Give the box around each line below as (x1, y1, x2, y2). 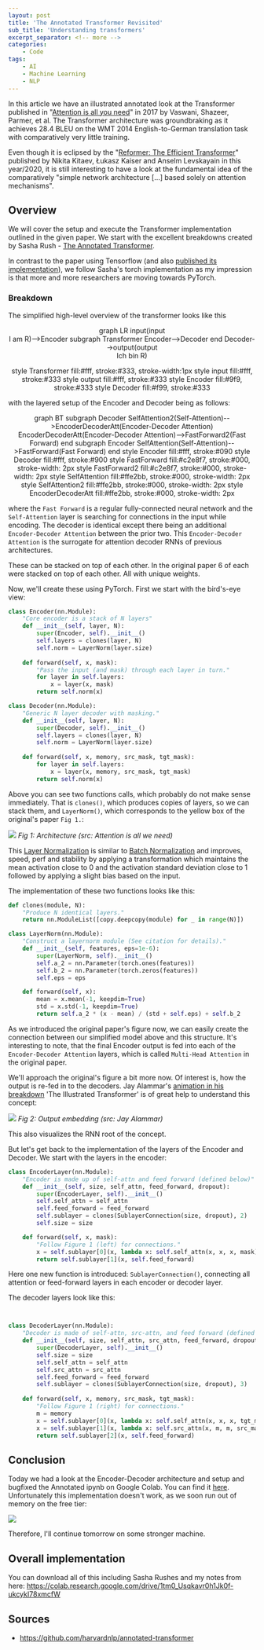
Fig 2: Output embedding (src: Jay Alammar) (17, 1113, 163, 1124)
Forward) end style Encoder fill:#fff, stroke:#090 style (76, 446, 251, 456)
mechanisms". (8, 181, 54, 190)
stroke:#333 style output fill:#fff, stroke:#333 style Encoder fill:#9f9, (21, 374, 243, 383)
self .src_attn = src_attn (36, 1366, 122, 1373)
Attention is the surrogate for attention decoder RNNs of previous (8, 537, 222, 546)
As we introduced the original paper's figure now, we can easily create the (8, 1024, 249, 1033)
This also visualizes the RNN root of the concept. (8, 1129, 167, 1138)
